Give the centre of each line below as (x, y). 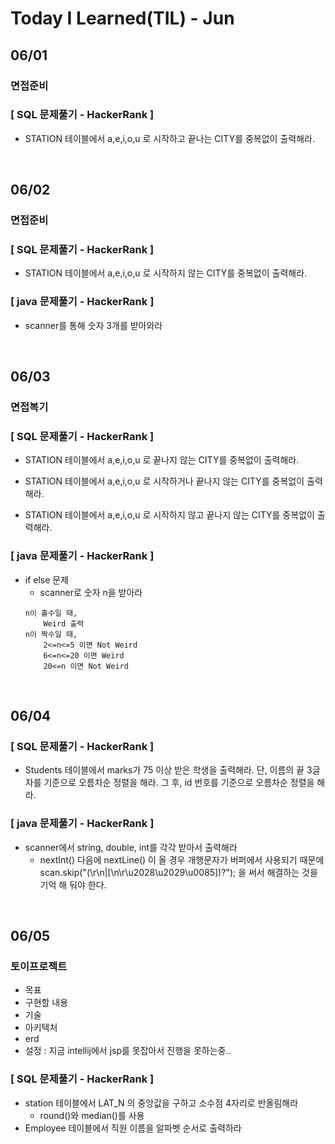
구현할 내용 (46, 1003)
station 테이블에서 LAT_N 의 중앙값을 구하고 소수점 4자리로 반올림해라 (161, 1103)
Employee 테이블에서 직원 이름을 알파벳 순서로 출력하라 (133, 1128)
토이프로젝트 (39, 966)
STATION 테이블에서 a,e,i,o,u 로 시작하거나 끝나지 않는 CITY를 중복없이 (164, 481)
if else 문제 (47, 579)
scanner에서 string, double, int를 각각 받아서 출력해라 (131, 847)
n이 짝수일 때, (51, 634)
